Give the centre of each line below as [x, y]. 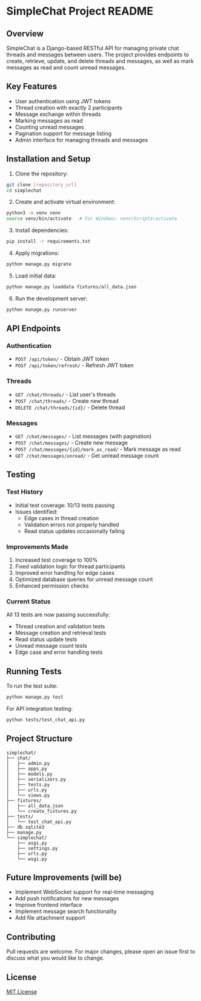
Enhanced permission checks [52, 585]
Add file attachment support [50, 918]
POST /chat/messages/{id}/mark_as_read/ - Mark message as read [98, 449]
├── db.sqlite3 [25, 827]
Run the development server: [51, 298]
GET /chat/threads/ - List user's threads [65, 394]
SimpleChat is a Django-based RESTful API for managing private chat [93, 48]
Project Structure [39, 739]
